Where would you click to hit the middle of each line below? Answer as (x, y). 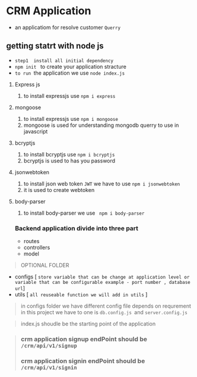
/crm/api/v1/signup (49, 346)
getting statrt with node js (55, 46)
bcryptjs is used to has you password (69, 161)
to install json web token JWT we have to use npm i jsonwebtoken (102, 183)
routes (31, 241)
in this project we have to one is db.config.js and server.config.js (104, 312)
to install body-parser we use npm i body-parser (84, 213)
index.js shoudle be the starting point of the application (88, 324)
